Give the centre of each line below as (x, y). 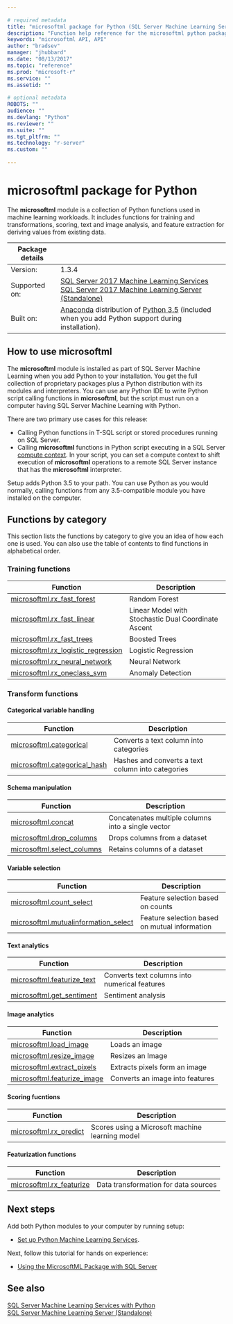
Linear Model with (158, 610)
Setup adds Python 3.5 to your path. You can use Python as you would (108, 483)
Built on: (24, 318)
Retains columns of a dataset (156, 849)
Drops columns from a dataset (158, 838)
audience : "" (26, 111)
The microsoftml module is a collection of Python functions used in (104, 210)
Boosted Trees (153, 639)
